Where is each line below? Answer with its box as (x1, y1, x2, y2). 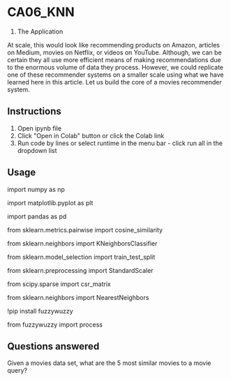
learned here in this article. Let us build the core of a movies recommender (7, 77, 222, 86)
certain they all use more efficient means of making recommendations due (7, 55, 221, 63)
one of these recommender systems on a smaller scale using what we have (7, 70, 225, 79)
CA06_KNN (7, 4, 75, 20)
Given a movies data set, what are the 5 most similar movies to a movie (7, 359, 211, 367)
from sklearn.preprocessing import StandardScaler (7, 266, 154, 274)
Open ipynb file (17, 124, 61, 133)
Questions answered (7, 340, 100, 352)
